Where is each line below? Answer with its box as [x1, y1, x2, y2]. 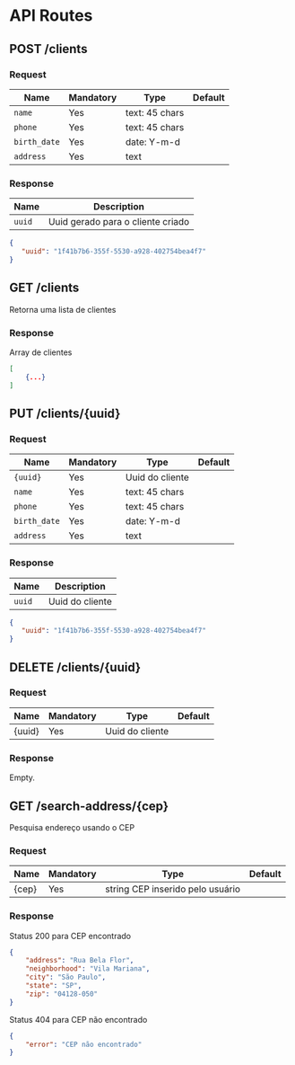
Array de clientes [9, 347, 73, 358]
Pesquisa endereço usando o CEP [9, 821, 135, 832]
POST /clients [9, 41, 88, 57]
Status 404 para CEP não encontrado [9, 1014, 148, 1025]
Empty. [9, 772, 36, 783]
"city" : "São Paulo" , [25, 972, 106, 982]
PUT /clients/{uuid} [9, 405, 121, 421]
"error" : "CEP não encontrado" [25, 1040, 143, 1049]
